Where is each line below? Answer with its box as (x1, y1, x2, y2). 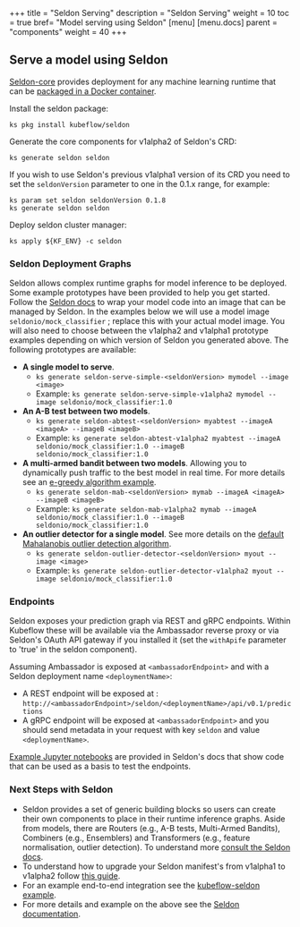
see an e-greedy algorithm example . (21, 477, 157, 488)
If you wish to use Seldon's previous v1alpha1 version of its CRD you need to (9, 169, 291, 180)
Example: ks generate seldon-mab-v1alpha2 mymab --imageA (35, 504, 257, 515)
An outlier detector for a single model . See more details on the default (21, 529, 285, 540)
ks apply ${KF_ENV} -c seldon (9, 236, 123, 245)
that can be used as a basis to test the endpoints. (9, 761, 191, 772)
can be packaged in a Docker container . (9, 85, 157, 97)
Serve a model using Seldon (9, 53, 168, 68)
